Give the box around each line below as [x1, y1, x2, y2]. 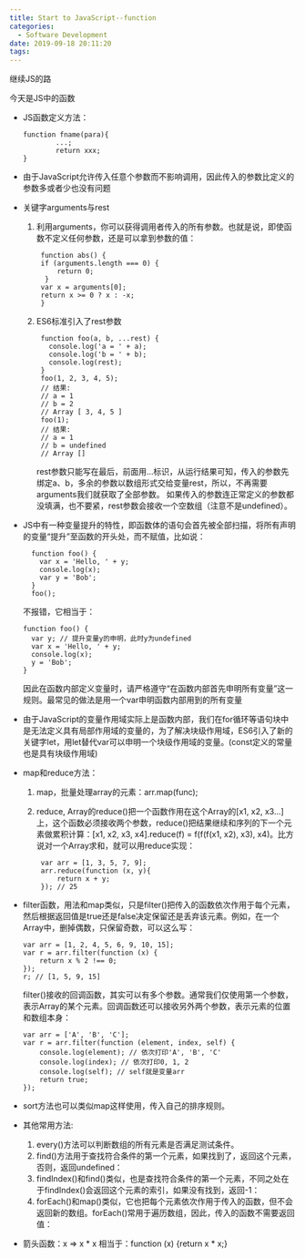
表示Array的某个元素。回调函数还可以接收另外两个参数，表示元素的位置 [22, 1001, 291, 1012]
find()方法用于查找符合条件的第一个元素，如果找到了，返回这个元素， [36, 1151, 297, 1161]
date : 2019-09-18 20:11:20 [9, 38, 112, 48]
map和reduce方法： [22, 767, 98, 779]
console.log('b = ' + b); [48, 350, 147, 360]
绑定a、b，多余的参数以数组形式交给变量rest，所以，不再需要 [36, 477, 269, 488]
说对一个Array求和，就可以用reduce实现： [36, 840, 196, 852]
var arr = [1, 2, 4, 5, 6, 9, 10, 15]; [22, 940, 175, 950]
